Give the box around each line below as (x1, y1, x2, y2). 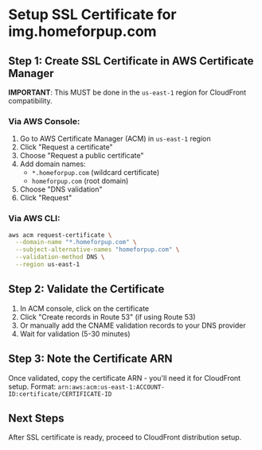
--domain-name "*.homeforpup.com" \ (15, 239, 137, 246)
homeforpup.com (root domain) (31, 177, 129, 186)
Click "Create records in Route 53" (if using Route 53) (19, 312, 197, 321)
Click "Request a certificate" (19, 142, 113, 152)
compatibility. (8, 96, 53, 105)
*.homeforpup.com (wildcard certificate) (31, 168, 160, 177)
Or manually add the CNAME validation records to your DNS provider (19, 320, 247, 330)
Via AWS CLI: (8, 213, 61, 224)
